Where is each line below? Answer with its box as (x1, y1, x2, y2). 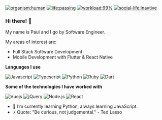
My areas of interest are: (5, 39, 57, 45)
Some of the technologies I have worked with (5, 84, 103, 90)
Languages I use (5, 64, 41, 70)
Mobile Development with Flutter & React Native (12, 54, 113, 61)
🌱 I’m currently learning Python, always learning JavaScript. (12, 103, 138, 109)
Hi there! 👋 (5, 17, 32, 24)
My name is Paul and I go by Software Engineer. (5, 29, 106, 35)
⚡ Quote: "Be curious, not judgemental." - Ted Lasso (12, 109, 122, 115)
